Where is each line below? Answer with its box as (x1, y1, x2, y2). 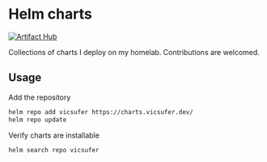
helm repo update (8, 115, 67, 124)
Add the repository (8, 92, 71, 102)
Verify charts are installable (8, 130, 100, 140)
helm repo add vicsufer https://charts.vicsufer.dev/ (8, 108, 194, 116)
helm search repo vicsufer (8, 146, 100, 154)
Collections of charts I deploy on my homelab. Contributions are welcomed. (8, 47, 261, 57)
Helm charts (8, 5, 93, 23)
